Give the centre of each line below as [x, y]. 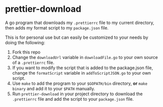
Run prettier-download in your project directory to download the [77, 94]
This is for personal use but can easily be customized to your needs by [77, 37]
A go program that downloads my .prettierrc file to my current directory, [80, 23]
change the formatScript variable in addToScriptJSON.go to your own [81, 73]
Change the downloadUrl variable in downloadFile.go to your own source [85, 57]
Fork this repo [26, 52]
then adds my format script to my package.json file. [57, 27]
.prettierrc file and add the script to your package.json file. [73, 99]
